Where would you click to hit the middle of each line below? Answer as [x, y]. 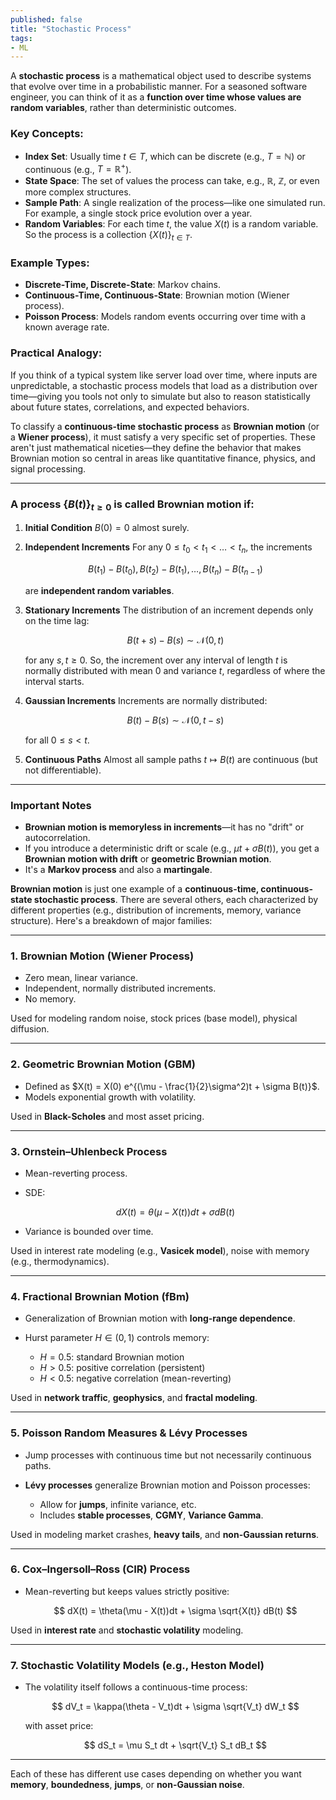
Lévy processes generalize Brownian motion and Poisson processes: [167, 1485]
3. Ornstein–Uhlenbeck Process [89, 1151]
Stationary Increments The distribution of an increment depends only [169, 610]
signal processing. [48, 468]
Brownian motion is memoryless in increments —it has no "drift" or [164, 827]
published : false [46, 19]
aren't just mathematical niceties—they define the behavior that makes [156, 447]
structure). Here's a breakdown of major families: [111, 921]
